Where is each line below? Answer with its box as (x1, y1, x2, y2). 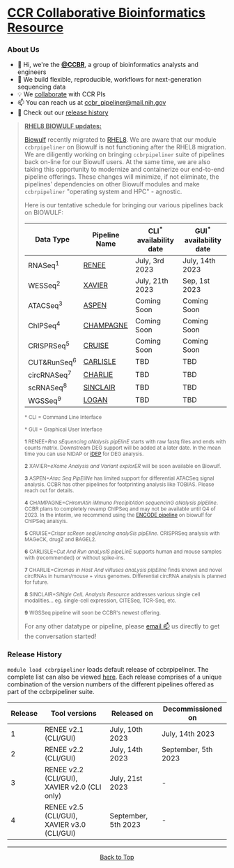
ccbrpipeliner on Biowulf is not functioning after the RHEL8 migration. (24, 143, 226, 152)
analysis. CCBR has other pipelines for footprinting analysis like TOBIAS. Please (24, 481, 214, 488)
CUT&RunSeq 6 (27, 356, 77, 367)
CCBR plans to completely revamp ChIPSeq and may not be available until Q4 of (24, 506, 216, 513)
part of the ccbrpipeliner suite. (7, 688, 95, 696)
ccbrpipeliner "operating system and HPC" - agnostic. (24, 187, 182, 196)
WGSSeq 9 (27, 395, 61, 406)
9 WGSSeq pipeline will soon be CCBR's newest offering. (24, 610, 162, 617)
